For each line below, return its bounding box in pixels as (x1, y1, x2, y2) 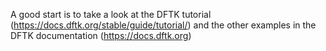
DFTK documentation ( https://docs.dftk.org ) (10, 30, 192, 41)
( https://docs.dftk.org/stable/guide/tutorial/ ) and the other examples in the (10, 19, 317, 31)
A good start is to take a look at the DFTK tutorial (10, 9, 212, 20)
